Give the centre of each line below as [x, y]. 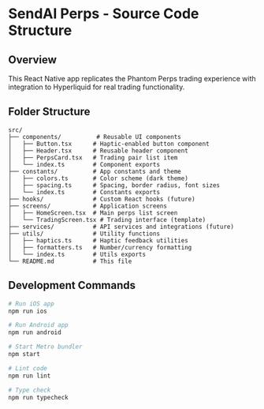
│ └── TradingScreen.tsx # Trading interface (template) [107, 220]
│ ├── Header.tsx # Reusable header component [99, 151]
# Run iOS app [32, 304]
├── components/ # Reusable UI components [95, 137]
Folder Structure [49, 112]
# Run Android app [38, 325]
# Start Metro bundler [45, 347]
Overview [33, 60]
